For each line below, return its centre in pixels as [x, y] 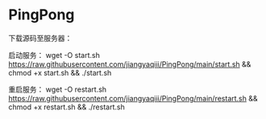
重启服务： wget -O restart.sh [58, 89]
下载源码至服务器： [40, 38]
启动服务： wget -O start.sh [54, 55]
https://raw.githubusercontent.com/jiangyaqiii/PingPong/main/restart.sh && [133, 98]
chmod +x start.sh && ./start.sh [60, 72]
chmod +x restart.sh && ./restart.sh [66, 107]
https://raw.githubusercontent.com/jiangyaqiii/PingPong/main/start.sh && [130, 64]
